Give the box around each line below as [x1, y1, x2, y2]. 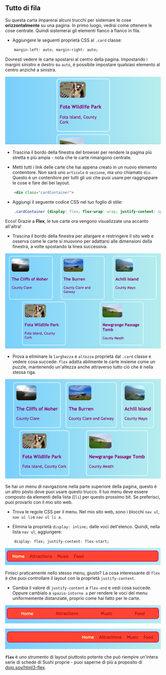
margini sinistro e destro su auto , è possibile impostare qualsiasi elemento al [5, 61, 161, 67]
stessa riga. [12, 369, 36, 375]
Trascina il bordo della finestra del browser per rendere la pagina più [12, 149, 152, 155]
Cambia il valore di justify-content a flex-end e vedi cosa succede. [12, 585, 152, 591]
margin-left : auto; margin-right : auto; [14, 47, 98, 52]
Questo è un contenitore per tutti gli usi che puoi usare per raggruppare [12, 175, 158, 180]
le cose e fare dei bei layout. [12, 180, 70, 186]
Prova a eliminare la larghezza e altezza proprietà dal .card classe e [12, 353, 152, 359]
